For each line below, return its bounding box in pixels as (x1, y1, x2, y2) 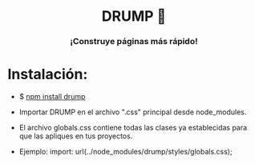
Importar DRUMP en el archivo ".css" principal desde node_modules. (18, 107, 247, 117)
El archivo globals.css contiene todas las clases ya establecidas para (18, 123, 248, 133)
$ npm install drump (18, 92, 86, 102)
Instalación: (7, 66, 88, 83)
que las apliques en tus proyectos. (18, 131, 133, 141)
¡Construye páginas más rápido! (70, 36, 198, 47)
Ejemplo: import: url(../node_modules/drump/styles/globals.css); (18, 147, 233, 157)
